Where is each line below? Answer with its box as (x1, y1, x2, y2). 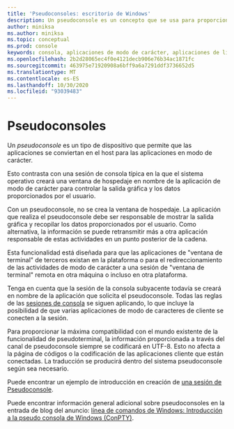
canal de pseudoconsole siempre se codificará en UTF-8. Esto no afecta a (7, 343, 221, 351)
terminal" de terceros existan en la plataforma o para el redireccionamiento (7, 256, 223, 264)
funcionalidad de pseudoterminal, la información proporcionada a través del (7, 335, 225, 343)
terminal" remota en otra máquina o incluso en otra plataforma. (7, 271, 188, 279)
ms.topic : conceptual (7, 36, 70, 43)
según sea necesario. (7, 364, 70, 373)
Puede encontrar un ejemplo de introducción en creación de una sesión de (7, 378, 222, 386)
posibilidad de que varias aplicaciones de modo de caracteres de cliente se (7, 306, 224, 315)
